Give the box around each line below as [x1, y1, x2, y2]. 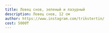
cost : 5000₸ [5, 20, 29, 26]
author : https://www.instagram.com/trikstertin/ [5, 16, 105, 21]
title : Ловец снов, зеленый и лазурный [5, 7, 85, 12]
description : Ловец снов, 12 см [5, 12, 70, 16]
